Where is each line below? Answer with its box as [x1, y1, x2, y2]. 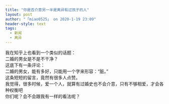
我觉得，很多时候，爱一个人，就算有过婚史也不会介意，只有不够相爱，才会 [5, 80, 159, 86]
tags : [5, 26, 17, 31]
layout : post [5, 12, 33, 17]
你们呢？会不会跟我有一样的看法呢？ [5, 93, 80, 99]
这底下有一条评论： [5, 62, 45, 68]
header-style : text [5, 21, 46, 26]
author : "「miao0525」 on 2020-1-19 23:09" [5, 16, 97, 21]
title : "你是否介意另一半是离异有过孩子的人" [5, 7, 90, 12]
